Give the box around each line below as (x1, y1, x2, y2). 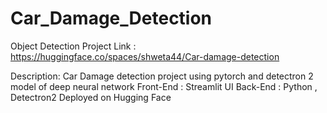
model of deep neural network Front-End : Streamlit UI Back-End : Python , (10, 80, 318, 92)
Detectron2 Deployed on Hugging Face (10, 91, 172, 103)
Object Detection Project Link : (10, 40, 137, 52)
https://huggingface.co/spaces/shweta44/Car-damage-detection (10, 50, 280, 62)
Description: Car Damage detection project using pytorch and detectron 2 (10, 70, 314, 82)
